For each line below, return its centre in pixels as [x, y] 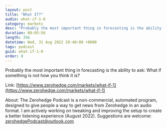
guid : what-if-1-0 [24, 51]
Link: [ [12, 85]
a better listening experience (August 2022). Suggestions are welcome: [79, 116]
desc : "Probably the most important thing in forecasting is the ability [83, 28]
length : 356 [17, 38]
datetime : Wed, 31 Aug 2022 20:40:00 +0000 [51, 42]
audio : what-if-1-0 [25, 19]
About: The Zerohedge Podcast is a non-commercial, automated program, [81, 100]
